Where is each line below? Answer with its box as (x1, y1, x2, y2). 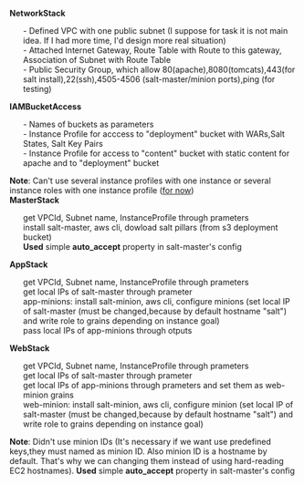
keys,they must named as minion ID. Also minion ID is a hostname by (9, 446, 267, 457)
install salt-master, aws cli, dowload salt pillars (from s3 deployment (22, 222, 278, 232)
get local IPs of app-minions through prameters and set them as (22, 380, 264, 390)
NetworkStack (9, 8, 66, 18)
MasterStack (9, 195, 59, 205)
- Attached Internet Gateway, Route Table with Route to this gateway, (22, 45, 282, 56)
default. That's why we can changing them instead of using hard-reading (9, 456, 285, 466)
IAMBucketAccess (9, 101, 82, 112)
